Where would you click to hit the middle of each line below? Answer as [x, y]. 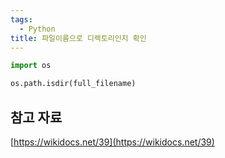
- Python [37, 29]
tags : [21, 19]
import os [31, 66]
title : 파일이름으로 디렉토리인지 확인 [78, 38]
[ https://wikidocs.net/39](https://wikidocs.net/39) [112, 142]
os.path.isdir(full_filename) [73, 84]
